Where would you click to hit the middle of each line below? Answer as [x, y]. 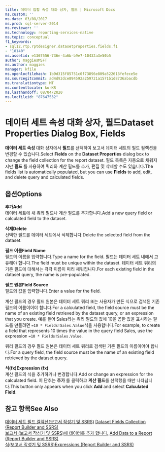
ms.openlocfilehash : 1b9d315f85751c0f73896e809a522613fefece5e [71, 74]
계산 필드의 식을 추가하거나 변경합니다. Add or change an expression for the [79, 374]
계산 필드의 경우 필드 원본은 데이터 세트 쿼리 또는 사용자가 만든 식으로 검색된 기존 [82, 301]
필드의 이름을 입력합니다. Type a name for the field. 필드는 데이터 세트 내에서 [79, 257]
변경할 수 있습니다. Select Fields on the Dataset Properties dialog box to [77, 154]
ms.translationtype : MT [30, 83]
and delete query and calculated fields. [45, 177]
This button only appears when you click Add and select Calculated [79, 386]
